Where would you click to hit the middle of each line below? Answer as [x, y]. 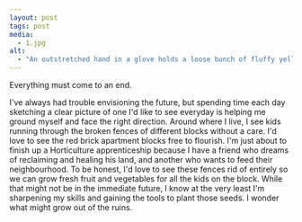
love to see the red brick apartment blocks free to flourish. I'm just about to [148, 141]
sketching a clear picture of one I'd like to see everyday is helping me [138, 112]
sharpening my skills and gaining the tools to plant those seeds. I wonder [144, 198]
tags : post [30, 26]
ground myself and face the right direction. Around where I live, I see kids [145, 121]
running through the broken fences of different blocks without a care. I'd [143, 131]
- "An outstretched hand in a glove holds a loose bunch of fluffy [147, 59]
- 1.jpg [32, 43]
